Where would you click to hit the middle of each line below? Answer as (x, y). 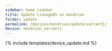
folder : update (21, 19)
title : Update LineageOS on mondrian (45, 15)
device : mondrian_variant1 (34, 29)
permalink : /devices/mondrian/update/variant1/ (56, 24)
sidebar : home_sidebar (29, 10)
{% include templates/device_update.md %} (51, 43)
